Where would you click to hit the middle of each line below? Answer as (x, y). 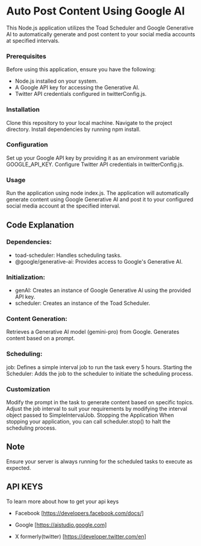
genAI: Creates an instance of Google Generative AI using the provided (103, 290)
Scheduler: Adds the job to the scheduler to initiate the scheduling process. (100, 373)
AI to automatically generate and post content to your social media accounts (101, 34)
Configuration (27, 145)
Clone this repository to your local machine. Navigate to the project (89, 122)
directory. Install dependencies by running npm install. (73, 129)
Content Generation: (37, 319)
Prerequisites (26, 56)
